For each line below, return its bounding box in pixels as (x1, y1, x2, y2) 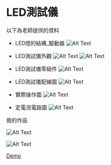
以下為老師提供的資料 (6, 27, 59, 34)
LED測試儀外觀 (14, 52, 52, 59)
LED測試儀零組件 (14, 65, 57, 73)
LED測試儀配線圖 (14, 78, 57, 85)
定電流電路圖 (14, 103, 47, 111)
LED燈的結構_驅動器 (14, 39, 65, 47)
